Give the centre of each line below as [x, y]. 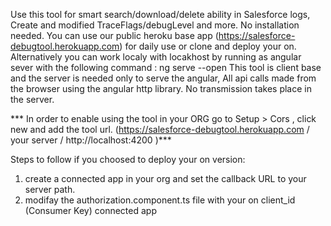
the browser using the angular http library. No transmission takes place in [161, 88]
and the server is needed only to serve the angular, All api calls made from [163, 78]
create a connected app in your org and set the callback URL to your [165, 178]
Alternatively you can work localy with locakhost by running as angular [156, 57]
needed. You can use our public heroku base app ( [114, 35]
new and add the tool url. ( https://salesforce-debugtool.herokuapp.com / [160, 129]
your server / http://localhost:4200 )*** [91, 140]
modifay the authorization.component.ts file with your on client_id [160, 200]
